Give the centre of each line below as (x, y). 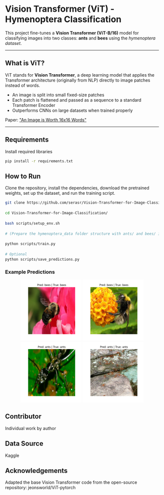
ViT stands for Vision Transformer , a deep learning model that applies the (80, 75)
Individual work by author (31, 428)
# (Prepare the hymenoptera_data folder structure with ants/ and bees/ (81, 234)
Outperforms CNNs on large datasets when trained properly (72, 110)
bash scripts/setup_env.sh (32, 223)
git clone (15, 203)
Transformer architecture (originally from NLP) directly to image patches (78, 80)
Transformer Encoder (34, 105)
